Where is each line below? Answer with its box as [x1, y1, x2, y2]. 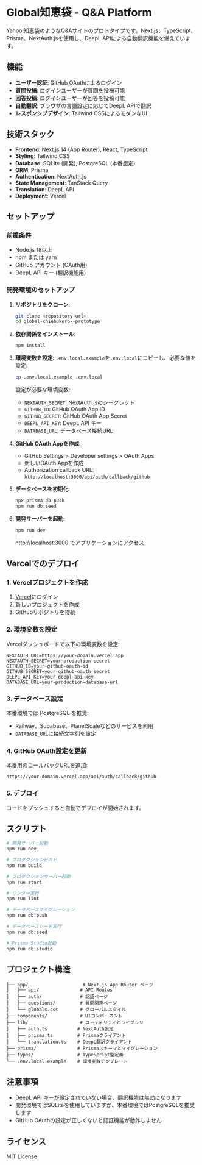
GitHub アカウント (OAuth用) [15, 262, 88, 269]
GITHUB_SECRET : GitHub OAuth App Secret [24, 412, 127, 419]
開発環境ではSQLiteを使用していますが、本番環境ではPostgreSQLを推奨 [15, 1102, 195, 1109]
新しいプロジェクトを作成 [15, 601, 80, 608]
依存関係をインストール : [15, 330, 76, 338]
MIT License [6, 1153, 38, 1160]
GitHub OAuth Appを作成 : [15, 440, 81, 447]
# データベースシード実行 [6, 924, 62, 930]
